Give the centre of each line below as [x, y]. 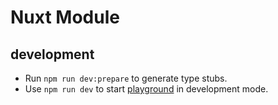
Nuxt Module [65, 17]
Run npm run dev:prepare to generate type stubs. [126, 78]
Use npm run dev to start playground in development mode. [146, 89]
